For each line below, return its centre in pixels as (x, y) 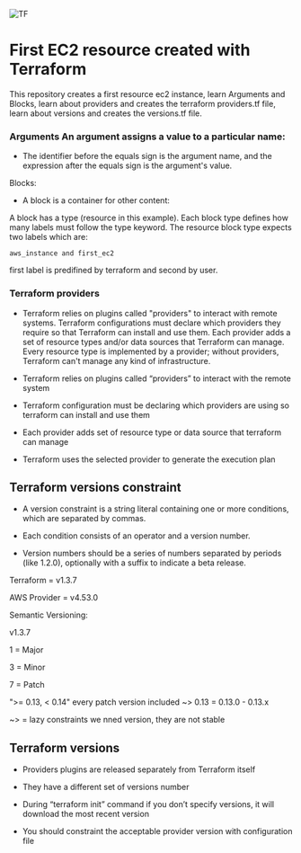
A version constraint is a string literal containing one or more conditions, (155, 509)
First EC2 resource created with (130, 50)
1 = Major (27, 650)
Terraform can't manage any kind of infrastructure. (116, 360)
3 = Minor (27, 667)
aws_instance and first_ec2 (62, 253)
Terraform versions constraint (95, 487)
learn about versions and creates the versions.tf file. (106, 113)
